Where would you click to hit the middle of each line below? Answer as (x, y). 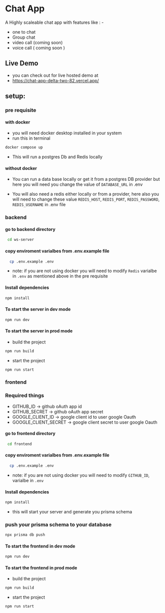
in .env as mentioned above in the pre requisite (60, 276)
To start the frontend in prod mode (41, 567)
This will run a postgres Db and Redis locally (57, 157)
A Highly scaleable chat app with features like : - (54, 22)
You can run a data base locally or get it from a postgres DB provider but (86, 179)
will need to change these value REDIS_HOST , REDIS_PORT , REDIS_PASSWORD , (86, 199)
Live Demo (22, 63)
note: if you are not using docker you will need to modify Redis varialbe (84, 271)
